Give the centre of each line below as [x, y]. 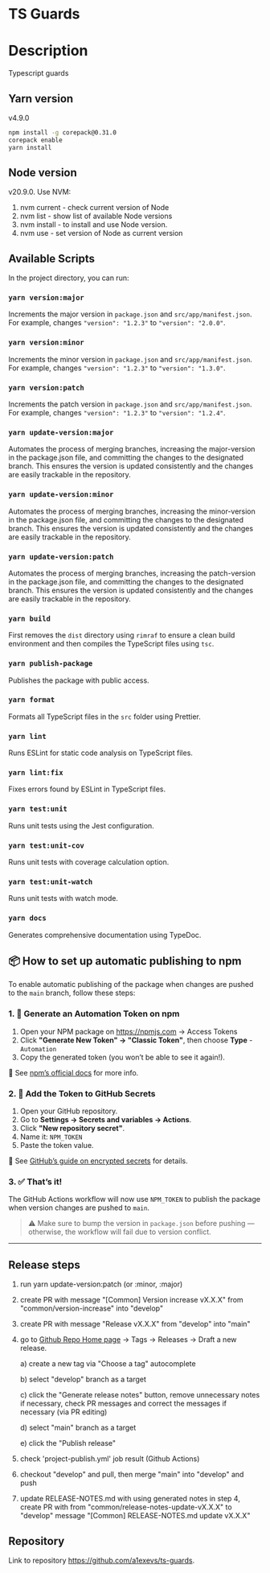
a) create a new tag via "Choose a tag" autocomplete [108, 1364]
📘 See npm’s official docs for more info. [74, 1072]
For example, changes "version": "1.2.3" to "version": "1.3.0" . [117, 368]
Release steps [44, 1265]
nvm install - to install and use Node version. [94, 225]
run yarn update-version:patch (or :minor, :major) [101, 1284]
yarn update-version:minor [61, 495]
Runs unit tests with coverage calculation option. [89, 862]
